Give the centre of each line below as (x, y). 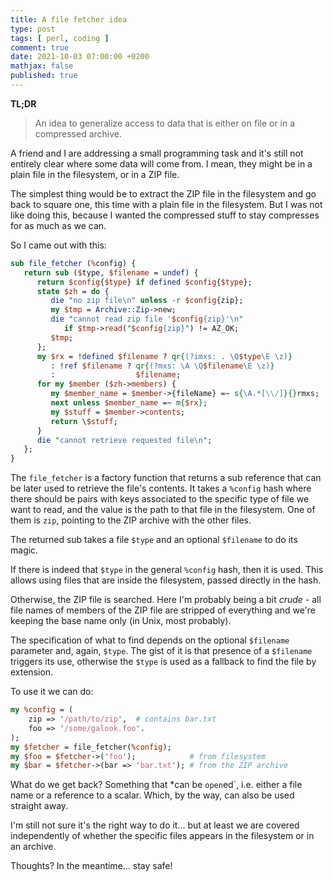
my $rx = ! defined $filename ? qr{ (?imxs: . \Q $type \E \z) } (164, 356)
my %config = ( (42, 710)
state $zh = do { (73, 291)
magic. (24, 550)
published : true (44, 76)
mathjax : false (42, 66)
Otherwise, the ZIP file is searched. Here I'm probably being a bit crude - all (166, 600)
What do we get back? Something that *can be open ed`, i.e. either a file (156, 785)
